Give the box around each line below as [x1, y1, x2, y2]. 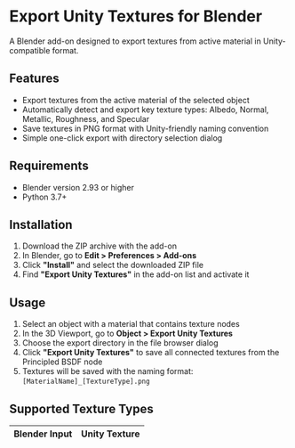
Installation [9, 216, 73, 232]
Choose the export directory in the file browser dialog [21, 338, 219, 348]
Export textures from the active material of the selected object [21, 94, 251, 105]
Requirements [9, 159, 89, 174]
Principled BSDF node [21, 356, 103, 367]
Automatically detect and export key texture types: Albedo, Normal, [21, 104, 269, 115]
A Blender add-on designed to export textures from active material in [9, 36, 262, 46]
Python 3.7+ [21, 191, 68, 202]
